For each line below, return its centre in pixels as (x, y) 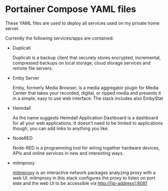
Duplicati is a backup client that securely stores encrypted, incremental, (87, 57)
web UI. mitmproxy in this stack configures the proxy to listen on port (84, 178)
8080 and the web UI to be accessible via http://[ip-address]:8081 (80, 183)
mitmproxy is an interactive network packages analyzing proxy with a (84, 172)
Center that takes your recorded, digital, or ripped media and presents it (87, 93)
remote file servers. (33, 68)
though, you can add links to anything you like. (60, 128)
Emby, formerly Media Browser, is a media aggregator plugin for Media (86, 87)
